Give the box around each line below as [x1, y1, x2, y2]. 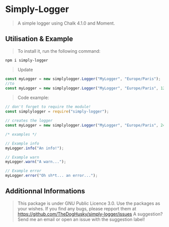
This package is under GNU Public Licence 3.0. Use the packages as [17, 200, 160, 206]
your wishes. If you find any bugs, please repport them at [17, 205, 137, 211]
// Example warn [5, 155, 39, 160]
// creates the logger [5, 118, 53, 124]
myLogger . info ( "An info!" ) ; [5, 146, 64, 151]
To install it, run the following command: [17, 48, 101, 54]
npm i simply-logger [5, 58, 49, 63]
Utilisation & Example [5, 35, 73, 43]
